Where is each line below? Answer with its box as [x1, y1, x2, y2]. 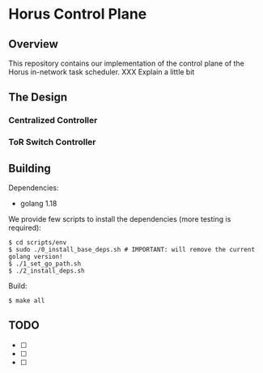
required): [8, 223, 42, 233]
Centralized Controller [8, 115, 98, 126]
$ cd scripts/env [8, 239, 67, 247]
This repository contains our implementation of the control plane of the [8, 58, 244, 68]
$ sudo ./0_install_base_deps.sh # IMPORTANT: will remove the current [8, 246, 255, 254]
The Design [8, 91, 68, 104]
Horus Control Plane [8, 5, 147, 23]
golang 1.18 [19, 199, 57, 209]
